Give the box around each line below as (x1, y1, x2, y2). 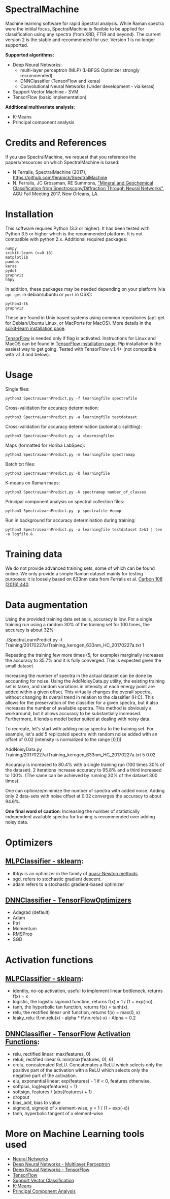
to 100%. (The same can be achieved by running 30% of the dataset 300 (5, 772, 158, 778)
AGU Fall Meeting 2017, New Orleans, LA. (12, 191, 99, 197)
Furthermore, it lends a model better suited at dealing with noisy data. (5, 716, 151, 722)
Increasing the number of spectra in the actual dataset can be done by (5, 672, 153, 679)
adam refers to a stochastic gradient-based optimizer (12, 881, 124, 887)
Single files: (5, 386, 30, 392)
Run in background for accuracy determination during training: (5, 517, 136, 523)
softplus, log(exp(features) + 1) (12, 1084, 78, 1090)
